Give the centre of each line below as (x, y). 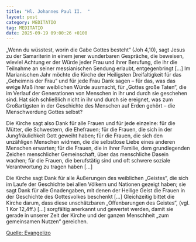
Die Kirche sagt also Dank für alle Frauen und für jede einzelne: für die (91, 123)
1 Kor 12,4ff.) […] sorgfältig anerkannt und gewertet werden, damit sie (90, 209)
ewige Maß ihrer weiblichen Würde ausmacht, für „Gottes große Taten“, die (96, 87)
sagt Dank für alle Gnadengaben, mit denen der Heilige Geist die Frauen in (96, 191)
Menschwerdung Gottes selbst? (44, 112)
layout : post (22, 17)
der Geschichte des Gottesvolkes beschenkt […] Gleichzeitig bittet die (90, 197)
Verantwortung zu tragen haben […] (49, 167)
